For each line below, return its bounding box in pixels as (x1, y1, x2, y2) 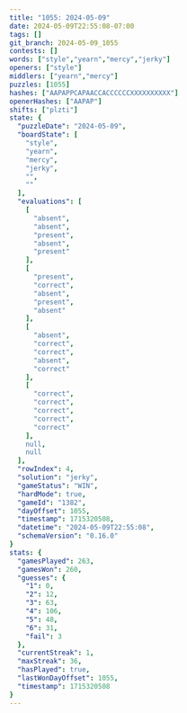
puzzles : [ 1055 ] (9, 80, 70, 89)
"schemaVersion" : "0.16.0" (17, 531, 119, 540)
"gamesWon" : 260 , (17, 565, 83, 574)
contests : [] (9, 47, 58, 56)
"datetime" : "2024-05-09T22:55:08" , (17, 523, 155, 532)
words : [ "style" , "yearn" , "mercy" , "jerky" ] (9, 55, 171, 64)
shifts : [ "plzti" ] (9, 105, 78, 114)
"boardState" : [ (17, 130, 78, 139)
